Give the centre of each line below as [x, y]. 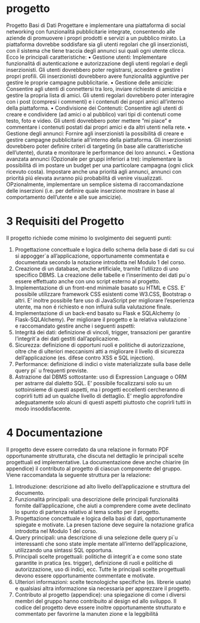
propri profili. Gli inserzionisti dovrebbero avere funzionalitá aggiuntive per [98, 76]
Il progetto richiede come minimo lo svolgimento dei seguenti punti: [89, 238]
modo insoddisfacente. [43, 409]
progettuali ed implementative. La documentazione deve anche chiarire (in [98, 462]
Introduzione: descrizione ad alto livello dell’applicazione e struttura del [102, 486]
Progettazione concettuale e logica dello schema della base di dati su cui [104, 249]
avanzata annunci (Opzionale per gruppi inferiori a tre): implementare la [94, 159]
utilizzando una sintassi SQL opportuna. [64, 550]
